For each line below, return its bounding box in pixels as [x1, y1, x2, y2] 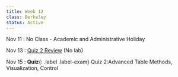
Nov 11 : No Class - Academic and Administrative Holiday [6, 36, 145, 43]
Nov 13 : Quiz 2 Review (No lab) [6, 47, 84, 54]
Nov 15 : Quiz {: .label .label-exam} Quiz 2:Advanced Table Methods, [6, 58, 173, 65]
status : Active [6, 19, 44, 25]
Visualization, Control [6, 65, 58, 72]
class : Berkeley [6, 14, 46, 20]
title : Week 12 [6, 8, 44, 15]
